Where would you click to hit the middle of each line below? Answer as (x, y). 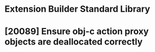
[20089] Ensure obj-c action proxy (77, 32)
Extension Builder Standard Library (77, 9)
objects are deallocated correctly (74, 42)
